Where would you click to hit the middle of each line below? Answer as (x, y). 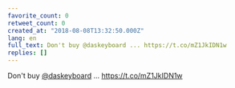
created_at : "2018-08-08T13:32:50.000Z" (76, 30)
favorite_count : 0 (38, 16)
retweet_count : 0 (36, 23)
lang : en (22, 38)
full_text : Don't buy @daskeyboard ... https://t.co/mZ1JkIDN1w (117, 46)
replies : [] (27, 53)
